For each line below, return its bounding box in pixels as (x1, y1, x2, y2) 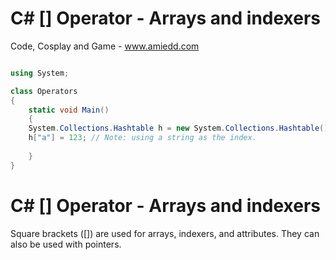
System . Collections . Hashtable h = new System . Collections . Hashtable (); (28, 123, 333, 134)
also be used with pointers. (10, 238, 122, 250)
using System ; (10, 68, 70, 78)
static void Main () (28, 105, 110, 115)
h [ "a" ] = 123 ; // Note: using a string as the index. (28, 133, 257, 143)
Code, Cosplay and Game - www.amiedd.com (10, 40, 200, 52)
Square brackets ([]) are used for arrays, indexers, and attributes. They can (10, 227, 320, 239)
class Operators (10, 86, 78, 96)
